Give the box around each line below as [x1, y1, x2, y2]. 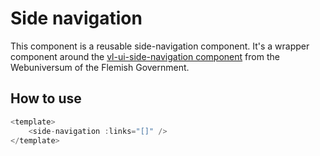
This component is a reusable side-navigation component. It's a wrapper [10, 40, 310, 52]
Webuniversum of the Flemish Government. [10, 61, 190, 73]
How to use [10, 90, 82, 107]
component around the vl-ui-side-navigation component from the [10, 50, 280, 62]
